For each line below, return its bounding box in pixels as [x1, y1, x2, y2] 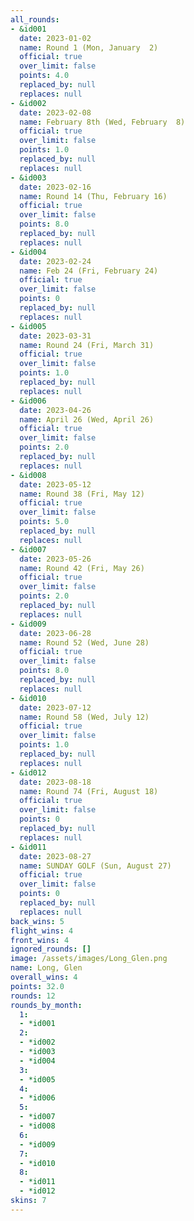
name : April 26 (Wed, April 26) [19, 414, 155, 425]
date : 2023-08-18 [19, 777, 92, 787]
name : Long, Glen [10, 963, 83, 973]
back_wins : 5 [10, 916, 65, 926]
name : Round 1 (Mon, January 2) [19, 42, 159, 53]
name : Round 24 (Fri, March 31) [19, 340, 155, 350]
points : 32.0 [10, 981, 65, 991]
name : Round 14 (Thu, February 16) [19, 191, 168, 201]
